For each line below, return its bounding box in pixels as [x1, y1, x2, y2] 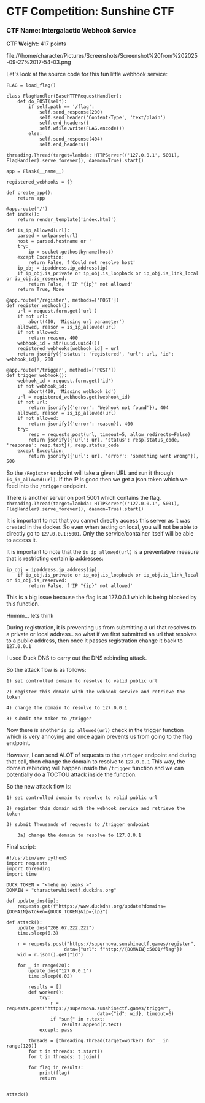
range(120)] [6, 1043, 37, 1050]
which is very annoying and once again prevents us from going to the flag [6, 733, 193, 741]
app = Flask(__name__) [6, 168, 64, 174]
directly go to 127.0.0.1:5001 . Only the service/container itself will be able [6, 530, 194, 537]
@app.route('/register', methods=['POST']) [6, 297, 120, 303]
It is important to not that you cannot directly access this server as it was [6, 517, 190, 524]
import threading [6, 866, 51, 872]
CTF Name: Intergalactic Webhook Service [6, 26, 136, 35]
